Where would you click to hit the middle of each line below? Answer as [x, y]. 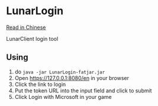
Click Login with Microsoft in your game [63, 97]
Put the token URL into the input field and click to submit [83, 91]
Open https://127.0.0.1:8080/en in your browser [72, 78]
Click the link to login [40, 84]
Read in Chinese [26, 27]
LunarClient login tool [32, 38]
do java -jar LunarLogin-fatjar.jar [60, 72]
